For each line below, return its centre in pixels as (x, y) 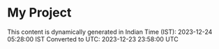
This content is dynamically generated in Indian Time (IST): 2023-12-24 (110, 32)
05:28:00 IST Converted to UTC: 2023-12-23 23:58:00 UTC (93, 39)
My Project (39, 13)
